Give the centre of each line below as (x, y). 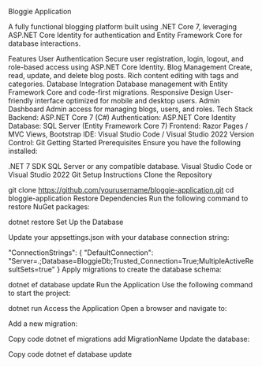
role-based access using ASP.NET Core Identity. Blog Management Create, (130, 67)
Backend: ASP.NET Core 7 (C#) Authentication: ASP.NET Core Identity (122, 117)
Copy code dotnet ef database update (70, 354)
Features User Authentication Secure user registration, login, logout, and (126, 59)
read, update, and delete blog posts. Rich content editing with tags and (124, 75)
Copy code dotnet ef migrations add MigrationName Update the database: (129, 339)
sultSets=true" (32, 269)
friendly (21, 101)
